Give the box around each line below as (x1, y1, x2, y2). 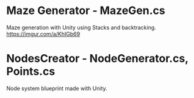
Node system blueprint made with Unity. (6, 85, 108, 92)
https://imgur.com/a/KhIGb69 (6, 30, 81, 37)
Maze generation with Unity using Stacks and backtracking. (6, 24, 157, 31)
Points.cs (6, 65, 56, 79)
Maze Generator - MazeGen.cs (6, 4, 166, 18)
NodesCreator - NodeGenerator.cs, (6, 52, 189, 66)
